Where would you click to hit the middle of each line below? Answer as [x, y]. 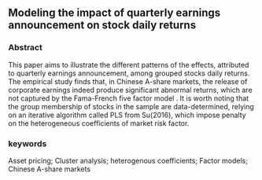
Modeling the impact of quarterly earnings [114, 13]
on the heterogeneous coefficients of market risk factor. [99, 123]
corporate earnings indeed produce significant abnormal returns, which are [131, 90]
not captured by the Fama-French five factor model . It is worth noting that [129, 98]
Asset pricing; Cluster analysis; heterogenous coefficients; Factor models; [128, 160]
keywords [28, 143]
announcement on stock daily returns [102, 26]
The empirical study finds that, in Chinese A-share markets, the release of [128, 81]
